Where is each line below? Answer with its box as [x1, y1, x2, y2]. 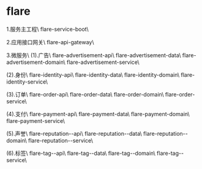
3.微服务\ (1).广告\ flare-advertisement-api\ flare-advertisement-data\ [6, 51, 181, 59]
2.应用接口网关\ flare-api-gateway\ [6, 38, 94, 45]
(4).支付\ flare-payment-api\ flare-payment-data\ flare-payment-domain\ [6, 110, 190, 117]
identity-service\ [6, 78, 48, 85]
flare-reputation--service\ [28, 136, 93, 144]
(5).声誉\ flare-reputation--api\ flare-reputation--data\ [6, 130, 142, 137]
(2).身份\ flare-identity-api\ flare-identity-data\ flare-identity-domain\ [6, 71, 180, 78]
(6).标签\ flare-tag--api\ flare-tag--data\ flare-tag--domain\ [6, 149, 156, 157]
